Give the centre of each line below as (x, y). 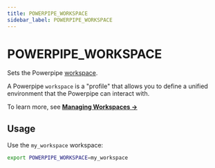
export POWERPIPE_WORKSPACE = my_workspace (68, 158)
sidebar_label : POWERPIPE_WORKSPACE (60, 20)
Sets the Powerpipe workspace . (53, 73)
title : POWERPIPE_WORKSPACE (48, 13)
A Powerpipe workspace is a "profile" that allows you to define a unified (108, 86)
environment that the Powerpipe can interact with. (78, 94)
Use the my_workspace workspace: (55, 145)
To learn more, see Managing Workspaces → (73, 107)
